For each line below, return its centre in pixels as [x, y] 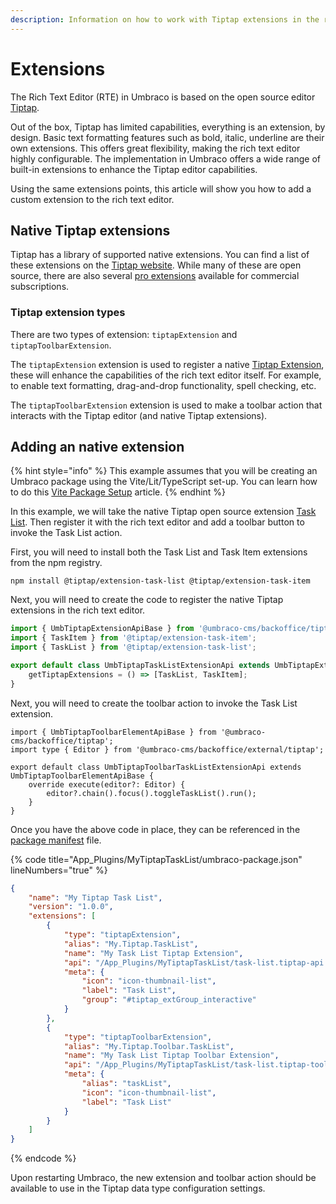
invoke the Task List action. [66, 533]
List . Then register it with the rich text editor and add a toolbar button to [157, 522]
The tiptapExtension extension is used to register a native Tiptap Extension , [167, 364]
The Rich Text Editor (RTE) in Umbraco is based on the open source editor [163, 97]
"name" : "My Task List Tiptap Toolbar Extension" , [171, 1056]
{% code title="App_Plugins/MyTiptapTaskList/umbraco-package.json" [156, 859]
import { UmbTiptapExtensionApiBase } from [102, 629]
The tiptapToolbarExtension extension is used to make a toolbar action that [166, 405]
